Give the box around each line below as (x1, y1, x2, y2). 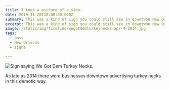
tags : (5, 31, 17, 36)
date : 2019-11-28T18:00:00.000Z (5, 12, 73, 17)
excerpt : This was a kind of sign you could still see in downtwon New (5, 21, 159, 27)
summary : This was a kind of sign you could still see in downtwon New (5, 17, 159, 22)
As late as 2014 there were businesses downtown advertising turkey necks (5, 72, 161, 78)
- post (10, 36, 24, 41)
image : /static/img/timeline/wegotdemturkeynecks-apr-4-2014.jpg (5, 26, 146, 31)
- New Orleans (10, 40, 39, 45)
